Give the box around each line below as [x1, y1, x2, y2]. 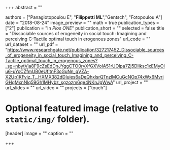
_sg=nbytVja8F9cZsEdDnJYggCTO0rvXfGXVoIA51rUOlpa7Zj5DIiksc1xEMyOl [5, 63, 165, 69]
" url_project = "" [112, 79, 148, 85]
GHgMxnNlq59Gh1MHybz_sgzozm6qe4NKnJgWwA [5, 79, 113, 85]
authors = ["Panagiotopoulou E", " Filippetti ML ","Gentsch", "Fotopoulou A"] [5, 14, 162, 20]
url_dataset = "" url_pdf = [5, 41, 58, 47]
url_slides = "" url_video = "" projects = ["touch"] [5, 85, 108, 91]
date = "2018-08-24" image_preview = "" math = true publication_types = [5, 20, 160, 26]
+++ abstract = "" [5, 5, 43, 10]
